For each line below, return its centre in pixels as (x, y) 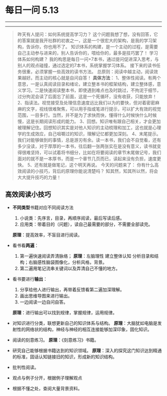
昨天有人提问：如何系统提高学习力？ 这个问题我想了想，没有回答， (85, 34)
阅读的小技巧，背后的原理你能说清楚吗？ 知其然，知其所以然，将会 (90, 171)
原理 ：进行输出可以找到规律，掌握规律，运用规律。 (65, 312)
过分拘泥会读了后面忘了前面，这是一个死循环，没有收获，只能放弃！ (87, 96)
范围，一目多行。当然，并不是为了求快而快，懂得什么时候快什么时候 (87, 115)
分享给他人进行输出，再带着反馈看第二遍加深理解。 (72, 290)
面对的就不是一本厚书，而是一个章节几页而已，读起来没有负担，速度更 (89, 158)
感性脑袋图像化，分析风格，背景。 (72, 262)
